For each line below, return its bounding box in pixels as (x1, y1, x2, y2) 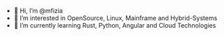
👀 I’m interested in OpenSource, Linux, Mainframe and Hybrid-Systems (13, 14, 218, 22)
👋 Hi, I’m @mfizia (13, 7, 63, 15)
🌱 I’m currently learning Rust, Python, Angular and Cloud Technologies (13, 21, 216, 29)
